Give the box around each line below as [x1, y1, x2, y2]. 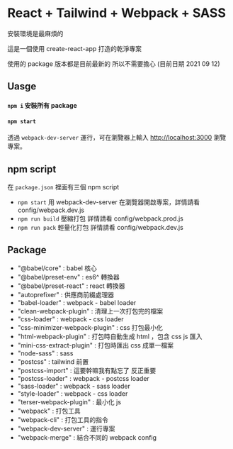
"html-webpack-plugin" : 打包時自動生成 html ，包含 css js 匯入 [17, 332, 203, 340]
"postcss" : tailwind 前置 [17, 357, 89, 366]
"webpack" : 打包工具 [17, 406, 81, 415]
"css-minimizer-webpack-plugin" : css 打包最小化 [17, 323, 163, 331]
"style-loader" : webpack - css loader [17, 389, 128, 398]
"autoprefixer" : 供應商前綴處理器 [17, 290, 115, 299]
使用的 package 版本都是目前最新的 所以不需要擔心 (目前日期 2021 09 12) [7, 59, 220, 68]
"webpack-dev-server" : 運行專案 [17, 424, 115, 433]
